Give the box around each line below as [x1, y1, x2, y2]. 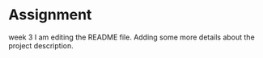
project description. [8, 40, 74, 50]
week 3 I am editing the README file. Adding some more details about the [8, 32, 255, 42]
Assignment [8, 6, 92, 24]
